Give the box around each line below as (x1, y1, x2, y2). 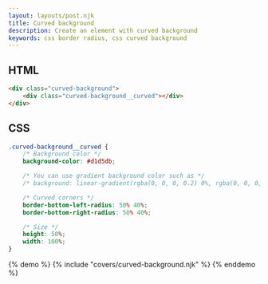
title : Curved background (8, 19, 94, 27)
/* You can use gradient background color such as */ (22, 172, 205, 180)
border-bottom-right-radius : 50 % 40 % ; (22, 208, 152, 216)
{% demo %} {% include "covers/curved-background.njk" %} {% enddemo (8, 260, 256, 269)
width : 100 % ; (22, 238, 66, 246)
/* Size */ (22, 223, 59, 231)
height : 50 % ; (22, 231, 66, 239)
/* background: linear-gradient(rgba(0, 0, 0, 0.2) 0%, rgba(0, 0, (22, 179, 251, 187)
